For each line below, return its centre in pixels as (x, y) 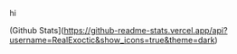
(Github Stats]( (37, 30)
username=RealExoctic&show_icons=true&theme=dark (112, 40)
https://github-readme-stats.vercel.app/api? (146, 30)
